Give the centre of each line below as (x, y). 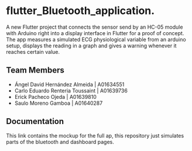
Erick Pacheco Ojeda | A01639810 (55, 97)
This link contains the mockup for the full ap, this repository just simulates (95, 135)
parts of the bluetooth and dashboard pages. (60, 142)
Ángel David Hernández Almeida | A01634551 (69, 84)
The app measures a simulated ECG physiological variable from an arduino (96, 39)
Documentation (35, 121)
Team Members (35, 71)
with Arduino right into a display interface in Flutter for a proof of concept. (95, 33)
